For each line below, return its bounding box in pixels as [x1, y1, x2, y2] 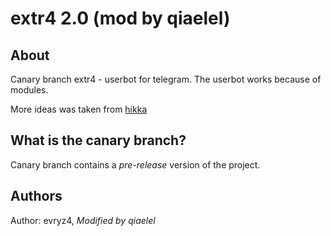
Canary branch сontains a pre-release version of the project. [10, 158, 261, 171]
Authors [10, 188, 63, 205]
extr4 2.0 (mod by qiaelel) [10, 7, 231, 30]
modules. [10, 84, 49, 96]
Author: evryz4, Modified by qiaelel [10, 214, 156, 226]
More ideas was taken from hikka [10, 103, 148, 115]
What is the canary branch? [10, 132, 187, 149]
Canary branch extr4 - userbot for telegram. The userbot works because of [10, 73, 322, 85]
